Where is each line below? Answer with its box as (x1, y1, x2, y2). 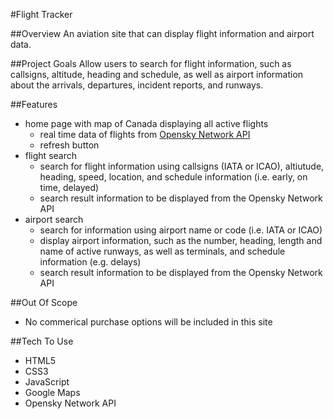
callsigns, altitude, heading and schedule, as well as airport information (10, 69, 304, 80)
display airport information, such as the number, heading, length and (39, 235, 323, 246)
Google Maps (24, 387, 81, 398)
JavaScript (24, 376, 70, 388)
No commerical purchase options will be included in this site (24, 316, 273, 328)
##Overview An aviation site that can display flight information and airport (10, 28, 315, 39)
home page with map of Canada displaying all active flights (24, 118, 269, 129)
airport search (24, 214, 84, 225)
